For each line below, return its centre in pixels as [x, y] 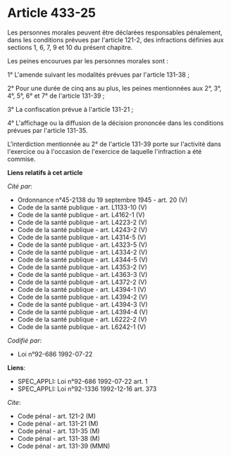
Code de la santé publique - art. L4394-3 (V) [82, 304]
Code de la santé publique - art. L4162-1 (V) [81, 214]
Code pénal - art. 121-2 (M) [57, 416]
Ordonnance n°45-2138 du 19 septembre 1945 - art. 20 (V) [102, 200]
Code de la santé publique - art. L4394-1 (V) [82, 289]
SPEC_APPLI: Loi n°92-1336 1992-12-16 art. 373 [87, 389]
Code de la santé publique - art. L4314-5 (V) [82, 237]
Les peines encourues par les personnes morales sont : [88, 60]
